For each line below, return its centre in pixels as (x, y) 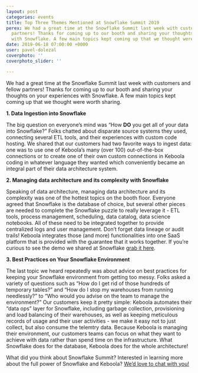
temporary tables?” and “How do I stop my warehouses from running (90, 289)
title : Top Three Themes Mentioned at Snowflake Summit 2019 (83, 22)
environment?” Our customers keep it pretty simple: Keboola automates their (99, 302)
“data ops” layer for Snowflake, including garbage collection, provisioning (95, 308)
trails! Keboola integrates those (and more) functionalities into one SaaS (93, 235)
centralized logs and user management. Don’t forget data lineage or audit (95, 229)
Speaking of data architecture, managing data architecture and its (86, 191)
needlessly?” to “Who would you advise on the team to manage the (88, 296)
